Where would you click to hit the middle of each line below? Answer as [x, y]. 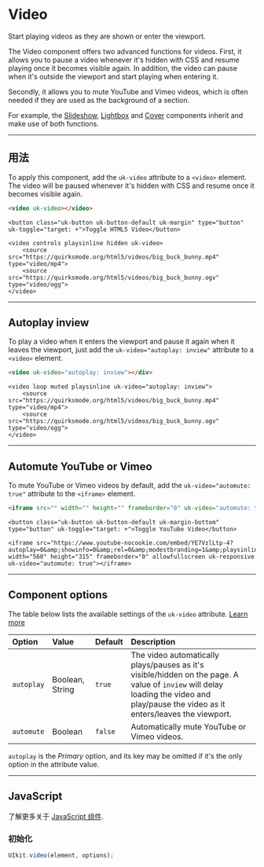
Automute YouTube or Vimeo [80, 467]
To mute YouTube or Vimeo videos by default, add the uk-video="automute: [130, 486]
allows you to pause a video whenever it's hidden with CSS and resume [124, 60]
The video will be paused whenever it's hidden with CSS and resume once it [131, 186]
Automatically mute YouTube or [189, 726]
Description [153, 641]
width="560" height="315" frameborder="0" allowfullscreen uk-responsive [132, 557]
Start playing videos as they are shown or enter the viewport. [107, 36]
